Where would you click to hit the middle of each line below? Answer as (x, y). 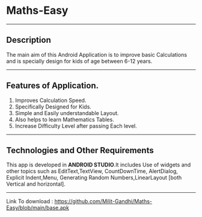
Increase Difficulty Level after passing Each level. (76, 126)
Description (29, 40)
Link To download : (30, 201)
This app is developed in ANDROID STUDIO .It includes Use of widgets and (99, 165)
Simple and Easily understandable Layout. (67, 113)
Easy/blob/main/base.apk (38, 208)
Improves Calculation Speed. (50, 100)
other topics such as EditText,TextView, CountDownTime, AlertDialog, (92, 171)
